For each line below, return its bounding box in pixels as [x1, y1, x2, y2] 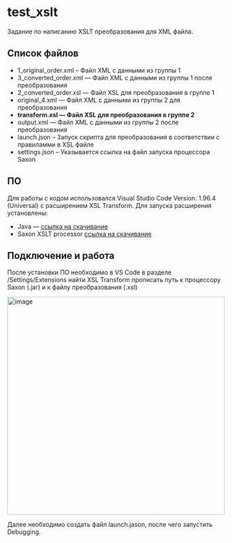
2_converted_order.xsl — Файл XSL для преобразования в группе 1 [17, 88, 215, 96]
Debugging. [7, 528, 41, 536]
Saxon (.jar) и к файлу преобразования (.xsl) [7, 283, 138, 292]
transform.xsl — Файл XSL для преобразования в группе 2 [17, 110, 195, 119]
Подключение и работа [7, 249, 115, 262]
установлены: [7, 209, 49, 217]
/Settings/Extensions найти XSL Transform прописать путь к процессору [7, 276, 221, 284]
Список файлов [7, 47, 79, 59]
